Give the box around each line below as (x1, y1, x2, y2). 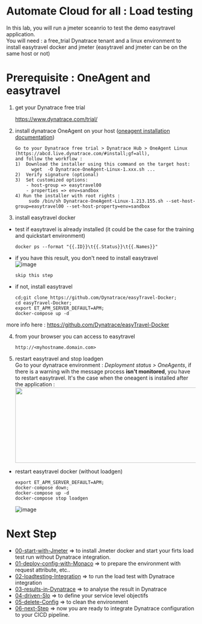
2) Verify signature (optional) (14, 171, 99, 177)
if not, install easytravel (14, 282, 73, 290)
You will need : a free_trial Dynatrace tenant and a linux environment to (6, 37, 182, 44)
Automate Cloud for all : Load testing (6, 4, 194, 18)
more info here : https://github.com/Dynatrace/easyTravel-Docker (6, 321, 170, 328)
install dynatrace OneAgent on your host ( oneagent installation (14, 127, 170, 134)
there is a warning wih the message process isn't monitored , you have (14, 368, 191, 375)
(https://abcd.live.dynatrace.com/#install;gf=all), (14, 150, 150, 156)
